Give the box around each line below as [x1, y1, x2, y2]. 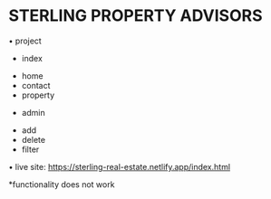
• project [8, 35, 42, 46]
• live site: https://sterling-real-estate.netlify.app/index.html [8, 161, 231, 172]
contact [21, 80, 51, 90]
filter [21, 144, 40, 155]
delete [21, 134, 46, 145]
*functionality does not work [8, 178, 115, 190]
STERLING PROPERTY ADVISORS [8, 5, 263, 26]
